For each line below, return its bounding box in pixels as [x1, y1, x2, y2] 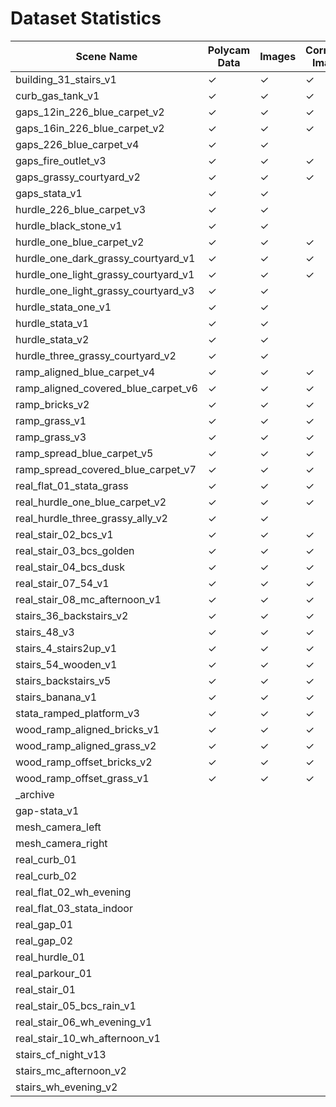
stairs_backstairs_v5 [15, 673, 112, 687]
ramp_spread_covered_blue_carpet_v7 [15, 462, 197, 476]
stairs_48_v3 [15, 625, 75, 639]
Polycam [207, 43, 251, 57]
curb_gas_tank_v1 [15, 88, 100, 102]
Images [259, 49, 297, 63]
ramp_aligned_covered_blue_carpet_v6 [15, 381, 198, 395]
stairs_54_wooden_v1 [15, 657, 118, 671]
